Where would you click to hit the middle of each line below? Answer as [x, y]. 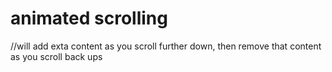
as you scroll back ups [56, 56]
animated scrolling [89, 18]
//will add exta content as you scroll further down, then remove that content [166, 46]
